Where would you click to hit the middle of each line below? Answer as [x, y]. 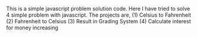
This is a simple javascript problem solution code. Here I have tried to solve [98, 9]
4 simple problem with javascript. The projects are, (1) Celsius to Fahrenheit [99, 15]
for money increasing [32, 27]
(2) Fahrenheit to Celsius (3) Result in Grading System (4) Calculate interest [99, 21]
